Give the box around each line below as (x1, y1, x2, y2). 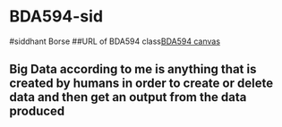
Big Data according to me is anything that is (9, 62, 257, 77)
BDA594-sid (9, 6, 104, 27)
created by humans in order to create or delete (9, 76, 274, 91)
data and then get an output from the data (9, 89, 247, 105)
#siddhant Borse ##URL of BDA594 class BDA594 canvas (9, 36, 221, 47)
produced (9, 104, 65, 119)
